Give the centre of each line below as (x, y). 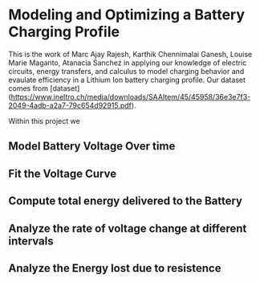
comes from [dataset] (44, 88)
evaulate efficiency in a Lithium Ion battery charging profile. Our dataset (127, 80)
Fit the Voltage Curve (63, 173)
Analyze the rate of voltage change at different (128, 228)
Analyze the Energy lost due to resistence (115, 268)
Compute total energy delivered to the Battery (126, 201)
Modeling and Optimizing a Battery (127, 15)
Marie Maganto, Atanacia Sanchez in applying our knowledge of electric (128, 63)
